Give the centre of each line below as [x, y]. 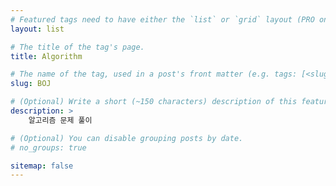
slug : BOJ [31, 84]
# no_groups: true [48, 147]
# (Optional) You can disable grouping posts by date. [127, 138]
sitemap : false [42, 166]
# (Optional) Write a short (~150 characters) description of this [154, 102]
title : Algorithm [46, 56]
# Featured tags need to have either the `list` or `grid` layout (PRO [162, 19]
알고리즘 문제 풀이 [60, 120]
